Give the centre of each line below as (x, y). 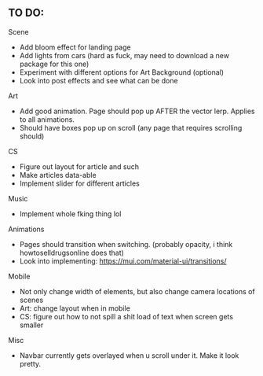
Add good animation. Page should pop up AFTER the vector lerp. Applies (137, 111)
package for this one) (54, 64)
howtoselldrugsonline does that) (71, 253)
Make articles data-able (58, 175)
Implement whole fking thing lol (70, 214)
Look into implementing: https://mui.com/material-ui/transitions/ (123, 261)
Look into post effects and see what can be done (99, 80)
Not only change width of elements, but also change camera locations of (137, 291)
